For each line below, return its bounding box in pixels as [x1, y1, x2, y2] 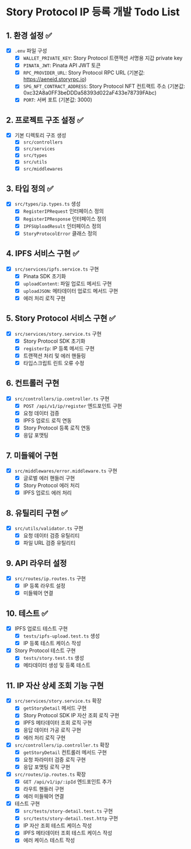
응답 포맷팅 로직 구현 [23, 763, 71, 770]
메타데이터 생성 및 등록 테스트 [23, 662, 91, 669]
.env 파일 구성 [14, 47, 47, 54]
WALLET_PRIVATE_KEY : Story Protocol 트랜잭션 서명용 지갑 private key [23, 54, 183, 62]
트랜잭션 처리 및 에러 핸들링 [23, 352, 86, 359]
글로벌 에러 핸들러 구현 [23, 475, 75, 481]
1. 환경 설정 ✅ [6, 30, 53, 40]
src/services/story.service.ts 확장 [14, 697, 102, 704]
